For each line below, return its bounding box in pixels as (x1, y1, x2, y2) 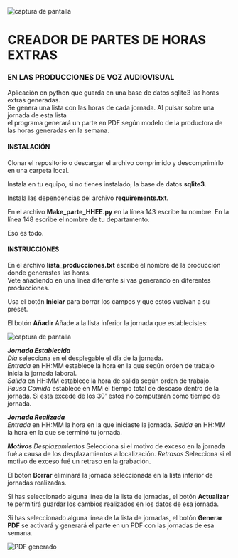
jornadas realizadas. (7, 478, 67, 487)
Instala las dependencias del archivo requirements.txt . (7, 194, 169, 202)
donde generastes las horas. (7, 268, 91, 277)
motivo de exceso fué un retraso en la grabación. (7, 457, 151, 465)
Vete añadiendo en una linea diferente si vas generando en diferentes (7, 275, 211, 284)
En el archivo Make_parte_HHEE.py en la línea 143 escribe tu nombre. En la (7, 207, 229, 216)
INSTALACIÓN (7, 142, 50, 152)
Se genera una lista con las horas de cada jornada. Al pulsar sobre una (7, 103, 215, 112)
